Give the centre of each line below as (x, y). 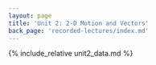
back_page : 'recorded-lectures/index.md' (79, 30)
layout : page (30, 16)
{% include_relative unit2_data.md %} (71, 54)
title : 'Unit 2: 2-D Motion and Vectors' (79, 23)
